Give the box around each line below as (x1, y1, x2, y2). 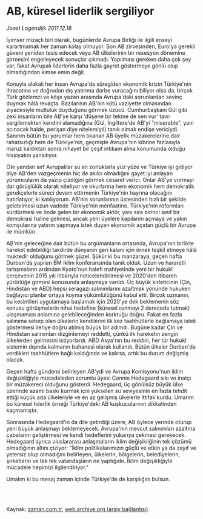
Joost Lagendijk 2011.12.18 (6, 24, 72, 32)
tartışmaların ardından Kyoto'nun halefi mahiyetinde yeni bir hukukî (6, 265, 173, 273)
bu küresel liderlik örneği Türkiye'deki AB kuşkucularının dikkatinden (6, 400, 177, 407)
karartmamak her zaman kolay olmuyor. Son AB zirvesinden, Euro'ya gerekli (6, 43, 196, 50)
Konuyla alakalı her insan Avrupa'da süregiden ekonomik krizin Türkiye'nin (6, 80, 192, 88)
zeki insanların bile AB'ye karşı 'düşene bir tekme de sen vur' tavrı (6, 113, 171, 120)
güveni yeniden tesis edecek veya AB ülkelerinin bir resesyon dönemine (6, 49, 186, 56)
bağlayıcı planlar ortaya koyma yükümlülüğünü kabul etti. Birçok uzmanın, (6, 291, 190, 299)
